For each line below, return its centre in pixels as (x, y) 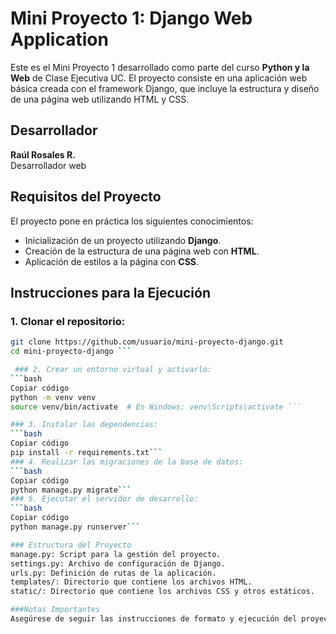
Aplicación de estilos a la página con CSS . (112, 261)
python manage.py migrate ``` (71, 490)
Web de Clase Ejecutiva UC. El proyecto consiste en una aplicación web (159, 78)
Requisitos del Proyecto (86, 197)
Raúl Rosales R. (43, 154)
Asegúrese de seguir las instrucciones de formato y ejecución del (154, 619)
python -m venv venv (53, 397)
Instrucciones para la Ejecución (110, 292)
